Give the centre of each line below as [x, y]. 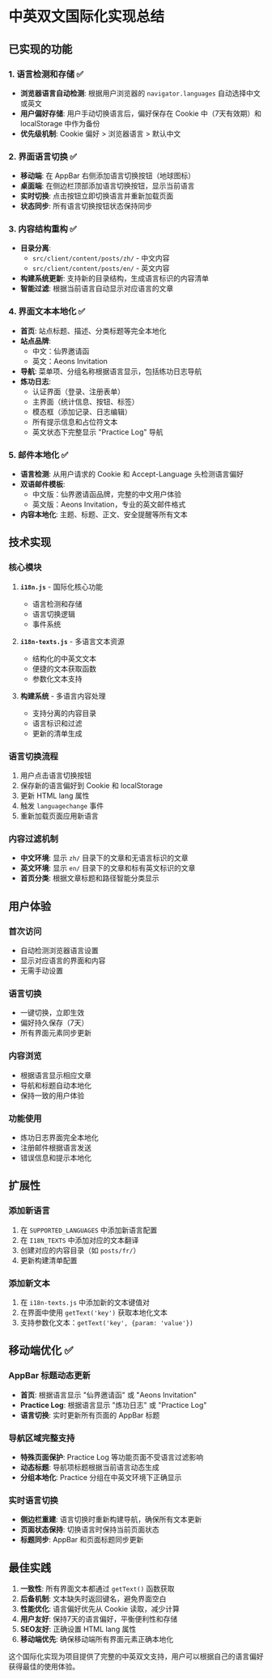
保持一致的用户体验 [52, 1095]
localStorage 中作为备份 [60, 123]
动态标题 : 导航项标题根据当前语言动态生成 [89, 1467]
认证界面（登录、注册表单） [79, 391]
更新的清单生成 [57, 733]
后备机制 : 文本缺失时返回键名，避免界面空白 [93, 1598]
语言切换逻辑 [53, 614]
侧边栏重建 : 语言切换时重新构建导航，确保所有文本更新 [111, 1520]
